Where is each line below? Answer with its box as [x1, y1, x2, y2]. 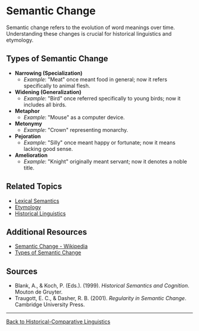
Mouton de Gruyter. [14, 288, 63, 295]
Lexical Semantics [14, 197, 59, 204]
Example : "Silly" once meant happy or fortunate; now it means [23, 138, 176, 146]
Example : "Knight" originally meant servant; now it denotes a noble [23, 157, 188, 165]
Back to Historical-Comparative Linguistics [6, 318, 111, 325]
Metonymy [14, 120, 43, 127]
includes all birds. [23, 101, 67, 108]
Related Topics [6, 181, 62, 191]
